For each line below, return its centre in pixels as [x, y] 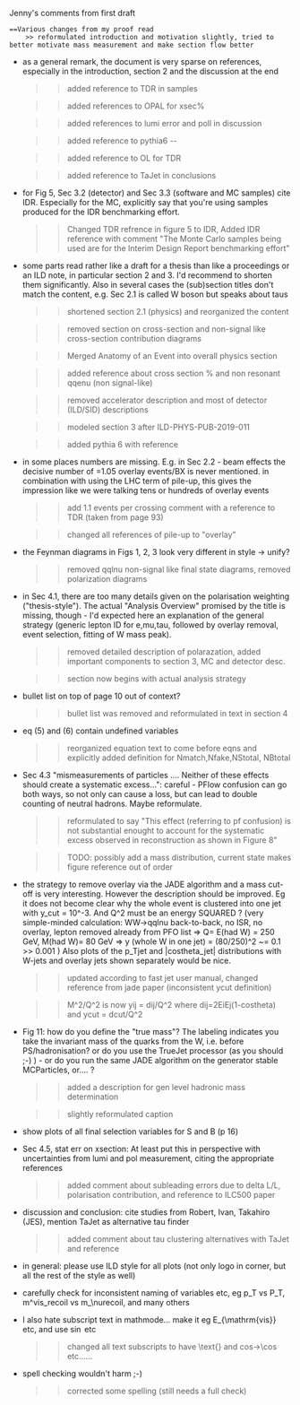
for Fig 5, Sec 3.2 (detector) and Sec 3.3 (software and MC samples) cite [156, 193]
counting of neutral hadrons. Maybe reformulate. [112, 803]
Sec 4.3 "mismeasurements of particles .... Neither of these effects [146, 775]
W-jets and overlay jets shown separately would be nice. [126, 960]
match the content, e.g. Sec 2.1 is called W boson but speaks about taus [155, 294]
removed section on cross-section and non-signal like [166, 329]
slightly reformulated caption [120, 1114]
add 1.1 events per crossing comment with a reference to [171, 507]
